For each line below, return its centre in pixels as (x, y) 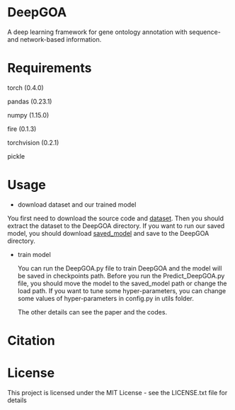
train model (34, 254)
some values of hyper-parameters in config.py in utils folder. (106, 298)
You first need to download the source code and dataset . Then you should (116, 218)
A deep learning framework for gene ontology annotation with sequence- (114, 32)
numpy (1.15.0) (28, 115)
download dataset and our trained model (77, 204)
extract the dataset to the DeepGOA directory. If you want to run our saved (116, 226)
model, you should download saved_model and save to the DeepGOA (108, 233)
